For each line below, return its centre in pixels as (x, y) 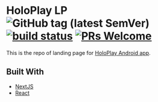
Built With (25, 72)
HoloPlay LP (37, 11)
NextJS (24, 86)
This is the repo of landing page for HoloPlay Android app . (78, 53)
